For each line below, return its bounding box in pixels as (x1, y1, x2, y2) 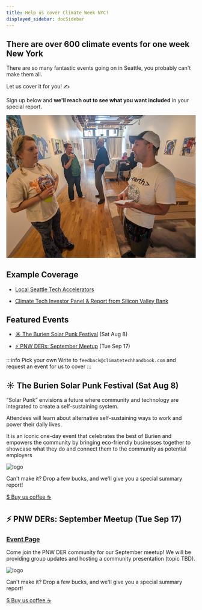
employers (6, 452, 32, 459)
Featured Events (6, 315, 69, 325)
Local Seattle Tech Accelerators (14, 286, 94, 293)
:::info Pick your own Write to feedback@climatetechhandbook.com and (6, 357, 176, 364)
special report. (6, 103, 42, 111)
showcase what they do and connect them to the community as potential (6, 445, 187, 452)
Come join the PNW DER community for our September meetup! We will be (6, 548, 191, 556)
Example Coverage (6, 270, 79, 280)
